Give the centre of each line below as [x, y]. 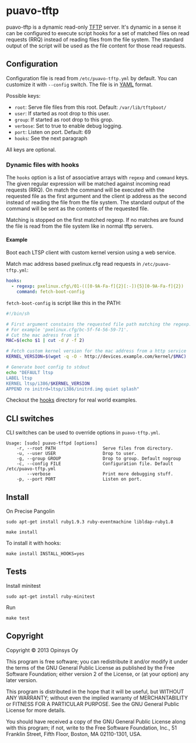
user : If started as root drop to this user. [62, 113]
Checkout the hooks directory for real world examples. [71, 400]
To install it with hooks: [34, 543]
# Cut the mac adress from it [43, 335]
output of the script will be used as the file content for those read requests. [96, 46]
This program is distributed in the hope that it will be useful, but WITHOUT [95, 691]
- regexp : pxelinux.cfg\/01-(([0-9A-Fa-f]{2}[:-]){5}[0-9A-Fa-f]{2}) [97, 286]
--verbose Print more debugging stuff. [100, 474]
